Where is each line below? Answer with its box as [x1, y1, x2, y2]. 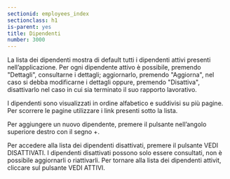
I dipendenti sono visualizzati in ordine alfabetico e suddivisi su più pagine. [7, 99, 224, 107]
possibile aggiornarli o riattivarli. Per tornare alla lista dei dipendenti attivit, [7, 156, 222, 165]
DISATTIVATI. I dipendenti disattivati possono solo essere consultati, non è [7, 149, 222, 157]
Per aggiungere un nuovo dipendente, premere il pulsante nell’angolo [7, 120, 207, 128]
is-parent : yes [7, 23, 52, 30]
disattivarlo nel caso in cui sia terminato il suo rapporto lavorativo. [7, 86, 198, 94]
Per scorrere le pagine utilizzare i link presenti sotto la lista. [7, 107, 178, 115]
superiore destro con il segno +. [7, 128, 100, 136]
